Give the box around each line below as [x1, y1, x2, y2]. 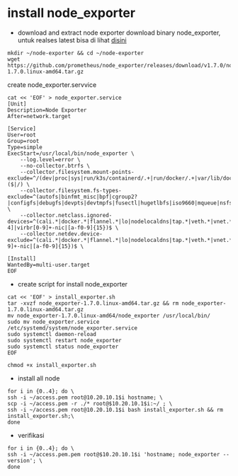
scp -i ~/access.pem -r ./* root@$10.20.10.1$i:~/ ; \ [7, 400, 173, 407]
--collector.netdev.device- [20, 230, 103, 238]
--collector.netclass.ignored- [20, 211, 113, 219]
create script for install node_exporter [17, 279, 128, 288]
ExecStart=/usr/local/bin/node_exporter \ [7, 150, 135, 157]
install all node [17, 373, 60, 383]
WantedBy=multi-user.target [7, 261, 91, 268]
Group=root [7, 137, 40, 144]
